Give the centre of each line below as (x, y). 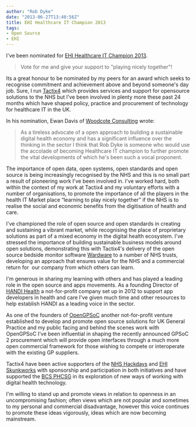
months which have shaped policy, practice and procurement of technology (97, 103)
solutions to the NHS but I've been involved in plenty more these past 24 (94, 97)
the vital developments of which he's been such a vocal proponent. (101, 157)
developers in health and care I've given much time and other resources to (96, 297)
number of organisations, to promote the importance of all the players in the (97, 194)
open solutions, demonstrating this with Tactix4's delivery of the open (90, 248)
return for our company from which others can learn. (70, 267)
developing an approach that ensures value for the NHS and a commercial (95, 261)
